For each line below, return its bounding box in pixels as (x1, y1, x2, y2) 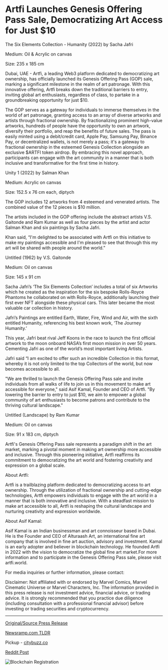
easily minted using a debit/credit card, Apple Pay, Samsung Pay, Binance (5, 133, 157, 139)
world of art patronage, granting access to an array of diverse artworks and (5, 112, 161, 118)
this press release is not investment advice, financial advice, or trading (5, 589, 151, 595)
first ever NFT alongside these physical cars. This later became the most (5, 299, 155, 305)
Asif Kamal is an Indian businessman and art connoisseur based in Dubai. (5, 527, 156, 534)
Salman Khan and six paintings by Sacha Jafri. (5, 224, 101, 230)
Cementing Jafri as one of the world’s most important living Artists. (5, 346, 143, 352)
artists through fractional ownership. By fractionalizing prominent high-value (5, 117, 162, 123)
